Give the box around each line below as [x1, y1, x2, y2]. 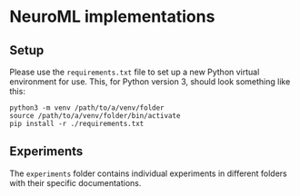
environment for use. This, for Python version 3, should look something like [9, 76, 291, 87]
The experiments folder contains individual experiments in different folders [9, 168, 288, 179]
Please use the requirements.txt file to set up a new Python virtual [9, 66, 260, 77]
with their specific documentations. [9, 177, 142, 188]
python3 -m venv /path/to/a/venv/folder [9, 103, 165, 113]
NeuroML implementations [9, 6, 215, 27]
